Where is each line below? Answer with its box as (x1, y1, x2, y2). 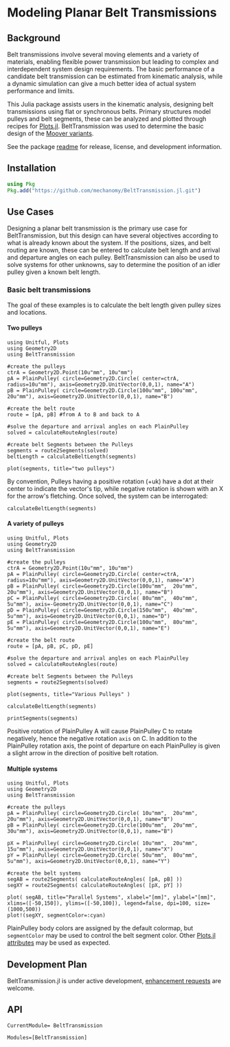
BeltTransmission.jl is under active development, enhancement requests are (7, 977, 222, 985)
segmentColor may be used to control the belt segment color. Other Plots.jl (7, 932, 216, 940)
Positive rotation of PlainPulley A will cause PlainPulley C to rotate (7, 727, 193, 735)
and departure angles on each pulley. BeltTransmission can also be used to (7, 253, 220, 262)
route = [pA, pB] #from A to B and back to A (7, 411, 139, 418)
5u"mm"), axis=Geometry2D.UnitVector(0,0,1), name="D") (7, 613, 170, 620)
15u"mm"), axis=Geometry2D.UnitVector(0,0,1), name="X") (7, 846, 174, 853)
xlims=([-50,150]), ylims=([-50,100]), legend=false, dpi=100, (7, 900, 192, 907)
